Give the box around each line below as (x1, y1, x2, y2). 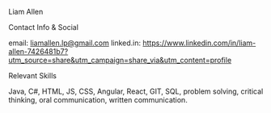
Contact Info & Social (8, 23, 79, 31)
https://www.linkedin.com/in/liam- (142, 38, 256, 48)
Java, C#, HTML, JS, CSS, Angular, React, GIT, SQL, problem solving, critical (8, 86, 264, 96)
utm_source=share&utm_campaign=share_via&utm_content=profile (8, 56, 232, 65)
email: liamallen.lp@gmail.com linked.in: (8, 38, 142, 48)
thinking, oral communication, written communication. (8, 95, 188, 104)
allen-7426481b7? (8, 47, 69, 56)
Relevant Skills (8, 71, 57, 80)
